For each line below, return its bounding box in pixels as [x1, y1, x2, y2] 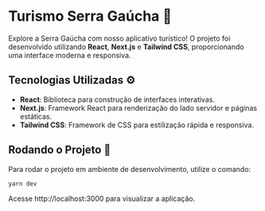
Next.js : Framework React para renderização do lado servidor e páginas [19, 103, 257, 112]
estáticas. [19, 111, 53, 121]
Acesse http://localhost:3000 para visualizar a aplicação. [8, 194, 196, 204]
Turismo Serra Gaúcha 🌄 [8, 7, 173, 25]
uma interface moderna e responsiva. [8, 50, 131, 60]
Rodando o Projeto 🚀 [8, 143, 111, 157]
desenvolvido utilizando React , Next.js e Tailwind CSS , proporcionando [8, 41, 244, 51]
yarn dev [8, 179, 37, 188]
